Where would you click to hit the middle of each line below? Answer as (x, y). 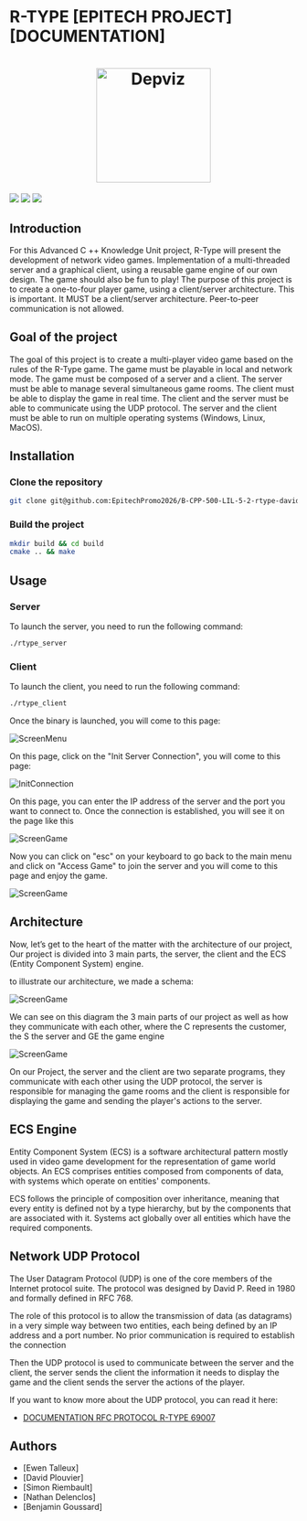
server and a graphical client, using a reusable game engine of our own (143, 269)
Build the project (47, 525)
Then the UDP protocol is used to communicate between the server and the (152, 1362)
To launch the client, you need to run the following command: (125, 687)
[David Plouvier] (53, 1478)
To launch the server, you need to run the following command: (127, 627)
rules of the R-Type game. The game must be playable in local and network (151, 369)
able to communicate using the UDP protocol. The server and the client (143, 408)
